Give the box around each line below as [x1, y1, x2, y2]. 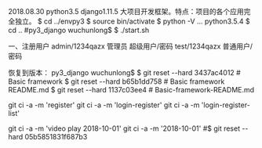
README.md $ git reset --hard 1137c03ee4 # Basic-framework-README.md [8, 85, 255, 94]
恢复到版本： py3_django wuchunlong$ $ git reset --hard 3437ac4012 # [8, 68, 241, 77]
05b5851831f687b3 [24, 132, 88, 141]
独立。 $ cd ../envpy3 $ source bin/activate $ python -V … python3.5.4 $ [14, 16, 250, 26]
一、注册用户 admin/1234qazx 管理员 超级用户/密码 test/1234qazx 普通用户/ [8, 42, 253, 51]
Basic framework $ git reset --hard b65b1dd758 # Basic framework [8, 77, 225, 86]
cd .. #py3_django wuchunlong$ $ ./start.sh [8, 26, 150, 34]
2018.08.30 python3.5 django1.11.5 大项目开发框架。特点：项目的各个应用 [8, 7, 245, 16]
